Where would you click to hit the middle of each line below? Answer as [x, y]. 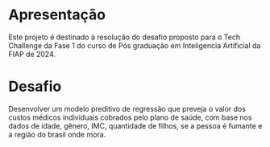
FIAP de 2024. [32, 54]
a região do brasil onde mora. [57, 134]
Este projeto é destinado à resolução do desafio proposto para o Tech [124, 37]
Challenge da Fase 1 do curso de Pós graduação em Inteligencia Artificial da [135, 45]
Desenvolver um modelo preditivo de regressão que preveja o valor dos [127, 108]
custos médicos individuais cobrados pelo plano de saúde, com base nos [130, 117]
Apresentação [57, 15]
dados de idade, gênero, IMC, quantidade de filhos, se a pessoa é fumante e [135, 125]
